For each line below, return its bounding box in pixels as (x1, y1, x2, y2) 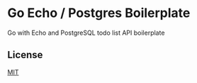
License (7, 49, 43, 61)
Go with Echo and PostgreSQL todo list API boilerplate (7, 28, 165, 37)
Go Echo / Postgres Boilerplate (7, 5, 191, 21)
